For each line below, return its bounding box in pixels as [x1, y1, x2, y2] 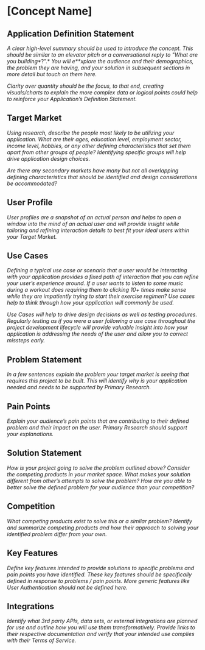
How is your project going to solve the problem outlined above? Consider [7, 464, 190, 472]
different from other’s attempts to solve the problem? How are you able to [7, 477, 192, 484]
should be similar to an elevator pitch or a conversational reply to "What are [7, 51, 198, 58]
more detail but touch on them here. [7, 71, 97, 77]
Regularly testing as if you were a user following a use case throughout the [7, 317, 196, 325]
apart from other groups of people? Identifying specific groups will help [7, 148, 187, 156]
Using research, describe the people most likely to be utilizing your [7, 129, 175, 136]
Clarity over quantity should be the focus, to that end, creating [7, 82, 164, 90]
